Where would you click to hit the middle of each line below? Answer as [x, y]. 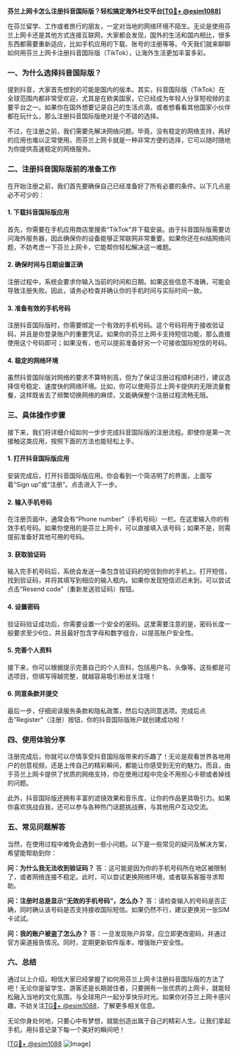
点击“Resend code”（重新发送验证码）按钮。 [73, 589]
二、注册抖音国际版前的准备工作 [62, 169]
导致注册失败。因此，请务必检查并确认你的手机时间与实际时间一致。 [107, 290]
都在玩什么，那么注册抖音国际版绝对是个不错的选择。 [85, 116]
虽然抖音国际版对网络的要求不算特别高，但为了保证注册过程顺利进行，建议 [116, 378]
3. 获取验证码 [27, 554]
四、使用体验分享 [36, 740]
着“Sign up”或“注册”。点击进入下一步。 [64, 484]
